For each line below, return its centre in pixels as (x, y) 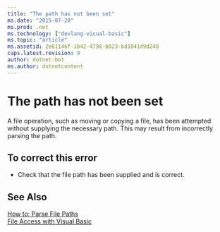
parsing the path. (32, 135)
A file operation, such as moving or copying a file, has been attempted (109, 121)
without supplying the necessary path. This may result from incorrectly (110, 128)
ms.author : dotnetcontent (45, 66)
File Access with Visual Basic (50, 221)
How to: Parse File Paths (43, 214)
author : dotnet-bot (36, 60)
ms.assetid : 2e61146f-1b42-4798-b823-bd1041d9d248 (83, 47)
